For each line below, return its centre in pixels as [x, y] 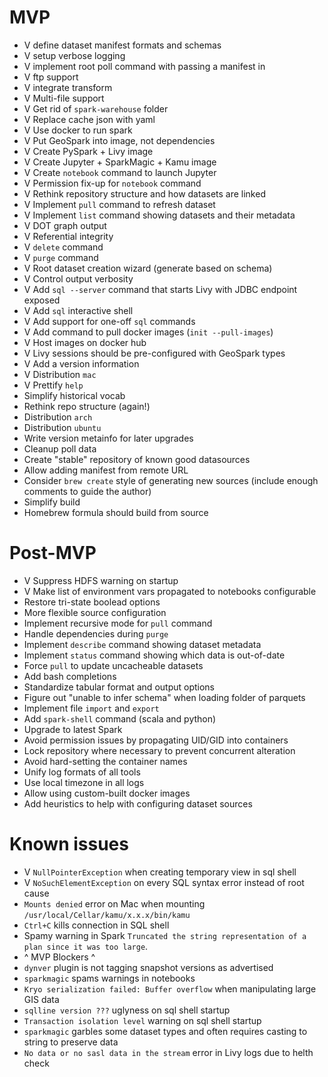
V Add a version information [81, 363]
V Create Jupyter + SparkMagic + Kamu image [120, 162]
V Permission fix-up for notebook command [112, 183]
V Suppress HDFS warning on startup [101, 580]
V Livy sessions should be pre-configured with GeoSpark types [154, 353]
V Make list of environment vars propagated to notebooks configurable [170, 591]
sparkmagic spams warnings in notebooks [109, 978]
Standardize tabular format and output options [119, 687]
